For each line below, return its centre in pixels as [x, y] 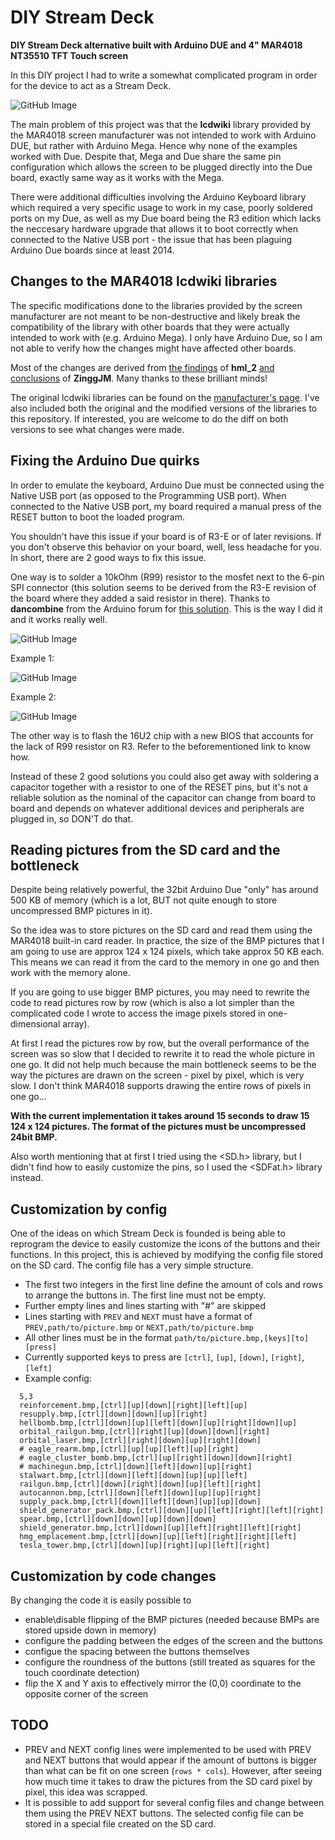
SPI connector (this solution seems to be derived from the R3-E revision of [163, 587]
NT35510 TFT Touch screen [69, 55]
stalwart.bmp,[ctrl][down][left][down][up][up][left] [133, 1476]
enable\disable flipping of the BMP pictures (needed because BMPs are [172, 1619]
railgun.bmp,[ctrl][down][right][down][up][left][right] [140, 1484]
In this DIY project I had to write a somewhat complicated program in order [164, 75]
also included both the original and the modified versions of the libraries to [164, 408]
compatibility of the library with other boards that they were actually [150, 327]
